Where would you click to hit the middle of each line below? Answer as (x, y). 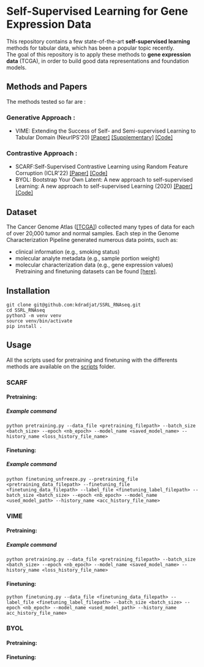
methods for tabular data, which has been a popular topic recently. (90, 48)
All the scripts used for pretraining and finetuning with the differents (92, 360)
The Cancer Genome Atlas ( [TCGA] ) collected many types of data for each (100, 227)
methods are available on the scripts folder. (61, 366)
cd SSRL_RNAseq (26, 310)
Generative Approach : (41, 117)
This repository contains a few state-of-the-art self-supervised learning (98, 41)
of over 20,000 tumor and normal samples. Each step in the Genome (93, 233)
